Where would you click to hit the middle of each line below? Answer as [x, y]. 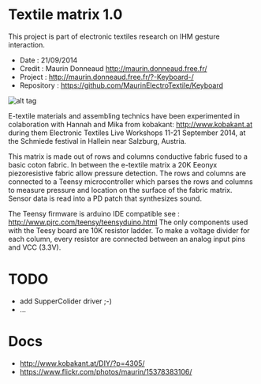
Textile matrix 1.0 [65, 15]
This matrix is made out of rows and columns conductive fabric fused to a [128, 156]
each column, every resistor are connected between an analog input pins [127, 239]
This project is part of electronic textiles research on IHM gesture [114, 36]
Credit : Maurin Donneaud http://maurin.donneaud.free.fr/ [113, 68]
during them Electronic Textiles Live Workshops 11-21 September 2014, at [127, 133]
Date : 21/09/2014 [48, 60]
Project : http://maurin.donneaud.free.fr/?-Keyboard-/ [107, 77]
